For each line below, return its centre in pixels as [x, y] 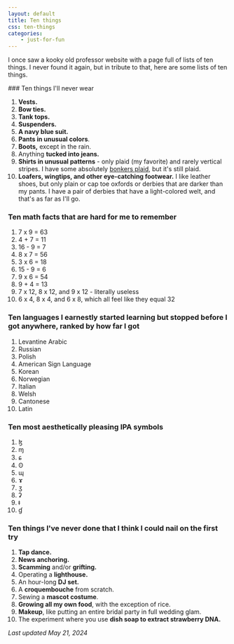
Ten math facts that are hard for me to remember [92, 217]
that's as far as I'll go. [49, 199]
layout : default [32, 14]
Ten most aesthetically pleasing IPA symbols [86, 427]
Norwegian [34, 379]
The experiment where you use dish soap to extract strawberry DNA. [119, 619]
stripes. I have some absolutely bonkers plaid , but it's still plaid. [109, 169]
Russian [29, 349]
